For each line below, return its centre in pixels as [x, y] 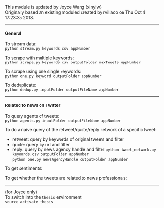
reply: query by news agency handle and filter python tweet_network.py [84, 150]
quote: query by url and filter [41, 145]
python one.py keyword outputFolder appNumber [53, 76]
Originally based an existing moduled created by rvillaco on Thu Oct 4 [75, 12]
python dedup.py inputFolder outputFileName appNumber [62, 90]
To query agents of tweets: [32, 116]
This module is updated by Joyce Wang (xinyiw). [54, 7]
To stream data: [21, 44]
